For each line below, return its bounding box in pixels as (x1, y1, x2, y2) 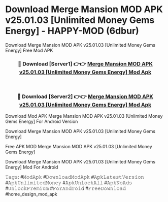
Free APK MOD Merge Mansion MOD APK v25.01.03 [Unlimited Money (5, 143, 152, 149)
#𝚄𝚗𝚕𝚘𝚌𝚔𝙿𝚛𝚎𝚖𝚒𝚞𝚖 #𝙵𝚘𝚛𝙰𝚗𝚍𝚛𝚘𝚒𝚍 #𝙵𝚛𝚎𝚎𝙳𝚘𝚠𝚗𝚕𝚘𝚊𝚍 (5, 185, 126, 191)
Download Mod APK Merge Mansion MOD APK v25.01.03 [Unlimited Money (5, 113, 163, 119)
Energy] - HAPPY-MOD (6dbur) (5, 25, 140, 37)
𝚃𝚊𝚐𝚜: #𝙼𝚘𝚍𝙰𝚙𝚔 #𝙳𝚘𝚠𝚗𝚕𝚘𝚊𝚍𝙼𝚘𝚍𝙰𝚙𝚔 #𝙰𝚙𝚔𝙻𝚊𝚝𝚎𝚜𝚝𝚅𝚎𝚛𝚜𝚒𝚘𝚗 (5, 174, 145, 180)
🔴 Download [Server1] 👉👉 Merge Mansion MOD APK (17, 60, 153, 67)
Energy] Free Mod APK (5, 47, 53, 53)
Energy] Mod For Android (5, 164, 58, 170)
